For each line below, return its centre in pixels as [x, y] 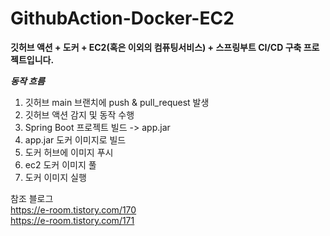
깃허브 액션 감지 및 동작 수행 [79, 114]
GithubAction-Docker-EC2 [122, 18]
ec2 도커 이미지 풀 [60, 164]
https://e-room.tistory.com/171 [72, 220]
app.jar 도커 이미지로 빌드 [75, 139]
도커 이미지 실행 [55, 177]
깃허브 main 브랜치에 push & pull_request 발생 [117, 102]
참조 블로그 [32, 198]
